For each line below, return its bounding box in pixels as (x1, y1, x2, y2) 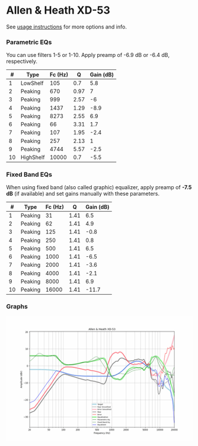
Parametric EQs (6, 38, 52, 46)
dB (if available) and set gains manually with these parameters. (6, 190, 160, 197)
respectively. (6, 58, 37, 65)
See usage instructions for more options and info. (6, 23, 127, 30)
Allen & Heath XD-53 (6, 4, 111, 17)
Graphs (6, 302, 28, 311)
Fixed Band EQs (6, 170, 52, 179)
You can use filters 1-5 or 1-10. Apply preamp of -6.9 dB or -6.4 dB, (6, 52, 170, 59)
